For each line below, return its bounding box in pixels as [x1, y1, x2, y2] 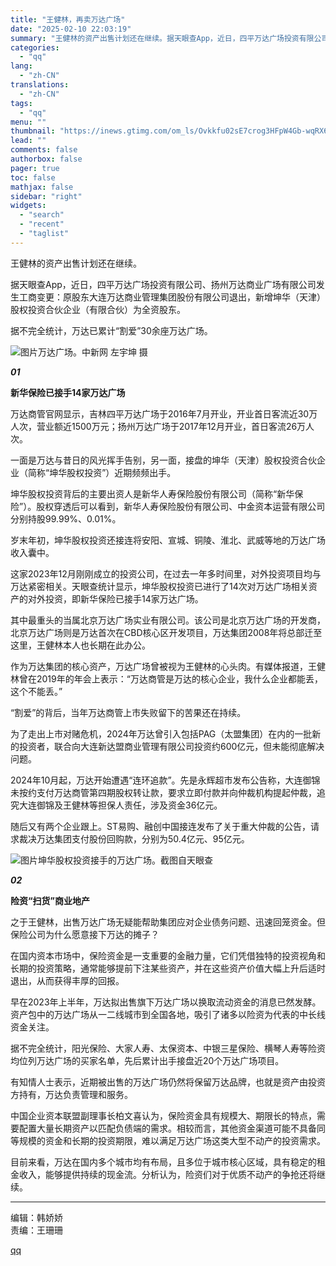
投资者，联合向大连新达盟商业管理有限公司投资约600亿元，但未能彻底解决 [18, 740, 325, 752]
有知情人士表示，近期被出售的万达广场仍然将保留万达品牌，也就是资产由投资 [10, 1076, 326, 1088]
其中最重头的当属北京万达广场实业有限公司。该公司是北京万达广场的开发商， [10, 614, 326, 626]
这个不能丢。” [10, 685, 63, 697]
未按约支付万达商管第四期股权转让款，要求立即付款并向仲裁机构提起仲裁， [10, 786, 317, 798]
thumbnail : [10, 126, 56, 136]
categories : [10, 42, 60, 53]
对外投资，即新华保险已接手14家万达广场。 [27, 592, 204, 605]
